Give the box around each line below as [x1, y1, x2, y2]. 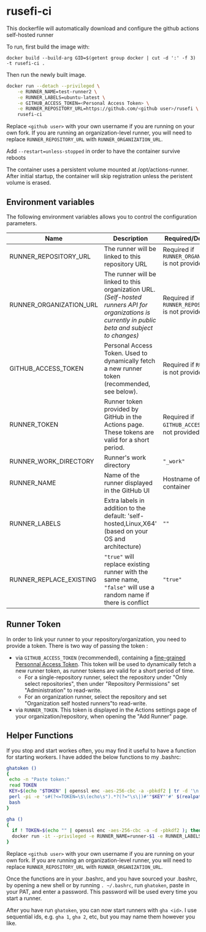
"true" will [104, 553, 135, 561]
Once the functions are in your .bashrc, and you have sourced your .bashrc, [6, 875, 198, 882]
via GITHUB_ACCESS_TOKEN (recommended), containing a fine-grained [15, 654, 186, 661]
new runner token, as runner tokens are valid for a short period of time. [15, 667, 195, 674]
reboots [6, 154, 26, 161]
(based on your [104, 527, 148, 535]
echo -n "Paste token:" [9, 777, 70, 783]
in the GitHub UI [104, 486, 150, 495]
